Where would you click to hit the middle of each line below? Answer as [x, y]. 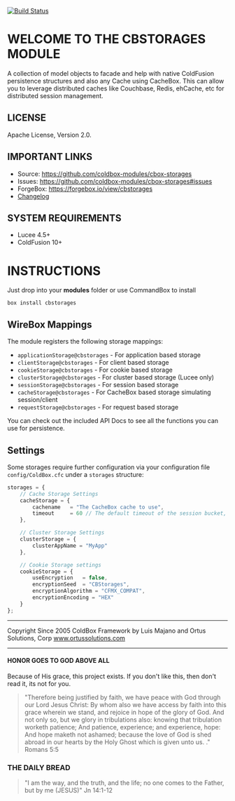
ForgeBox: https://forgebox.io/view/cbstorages [85, 189]
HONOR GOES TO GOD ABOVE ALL [58, 661]
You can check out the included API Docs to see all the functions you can [113, 421]
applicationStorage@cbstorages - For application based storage [109, 355]
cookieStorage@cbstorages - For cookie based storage [95, 370]
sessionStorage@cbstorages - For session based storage [98, 385]
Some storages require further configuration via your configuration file [109, 467]
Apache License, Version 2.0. [50, 135]
